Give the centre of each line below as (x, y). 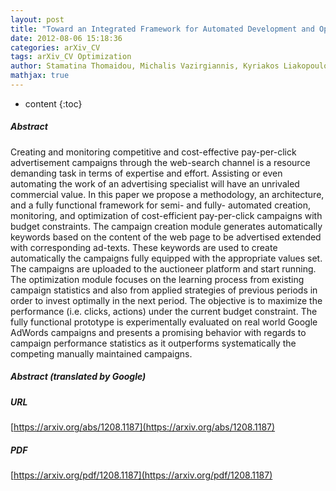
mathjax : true (40, 76)
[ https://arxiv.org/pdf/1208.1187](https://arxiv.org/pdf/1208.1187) (141, 475)
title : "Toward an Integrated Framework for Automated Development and (162, 29)
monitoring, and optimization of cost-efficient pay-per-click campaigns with (166, 215)
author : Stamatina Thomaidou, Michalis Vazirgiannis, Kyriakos (145, 66)
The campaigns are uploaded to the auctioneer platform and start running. (163, 268)
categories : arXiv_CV (55, 47)
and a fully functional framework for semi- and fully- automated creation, (160, 205)
